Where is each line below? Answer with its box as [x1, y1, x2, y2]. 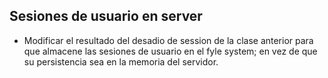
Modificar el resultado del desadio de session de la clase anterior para [23, 34, 314, 46]
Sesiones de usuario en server [9, 8, 203, 25]
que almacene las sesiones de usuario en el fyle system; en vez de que [23, 45, 318, 57]
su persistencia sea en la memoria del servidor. [23, 55, 219, 68]
